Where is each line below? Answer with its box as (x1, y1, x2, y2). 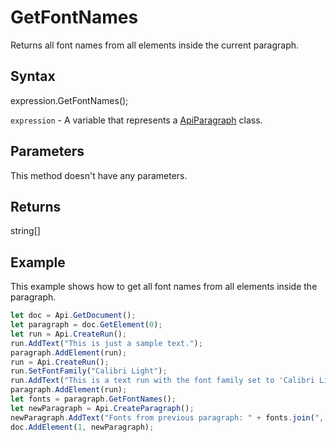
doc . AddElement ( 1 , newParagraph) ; (10, 422, 155, 432)
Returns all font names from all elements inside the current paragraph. (10, 39, 300, 51)
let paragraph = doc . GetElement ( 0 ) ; (10, 320, 163, 330)
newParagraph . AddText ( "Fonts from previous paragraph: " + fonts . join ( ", (10, 412, 325, 423)
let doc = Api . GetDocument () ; (10, 311, 137, 321)
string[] (10, 225, 41, 237)
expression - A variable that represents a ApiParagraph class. (10, 114, 263, 126)
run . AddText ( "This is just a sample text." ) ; (10, 338, 203, 348)
